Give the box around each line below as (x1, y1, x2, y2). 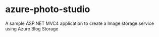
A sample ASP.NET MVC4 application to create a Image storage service (5, 20, 154, 26)
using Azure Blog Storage (5, 25, 59, 31)
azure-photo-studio (5, 4, 90, 15)
